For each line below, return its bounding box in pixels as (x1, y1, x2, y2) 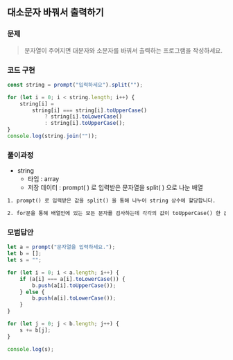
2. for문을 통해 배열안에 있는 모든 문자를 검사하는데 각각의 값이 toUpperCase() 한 (7, 210, 221, 217)
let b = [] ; (7, 250, 42, 257)
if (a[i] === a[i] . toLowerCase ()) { (19, 275, 126, 282)
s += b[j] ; (19, 327, 51, 334)
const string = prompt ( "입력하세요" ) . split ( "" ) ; (7, 81, 144, 88)
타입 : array (27, 175, 60, 183)
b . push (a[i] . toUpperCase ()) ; (32, 282, 116, 289)
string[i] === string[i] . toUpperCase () (32, 107, 148, 114)
